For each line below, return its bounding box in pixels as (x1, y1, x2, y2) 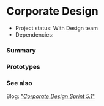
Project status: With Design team (15, 24, 98, 32)
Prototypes (6, 62, 41, 71)
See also (6, 79, 32, 87)
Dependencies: (15, 30, 54, 38)
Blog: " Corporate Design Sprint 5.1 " (6, 93, 95, 100)
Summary (6, 46, 37, 54)
